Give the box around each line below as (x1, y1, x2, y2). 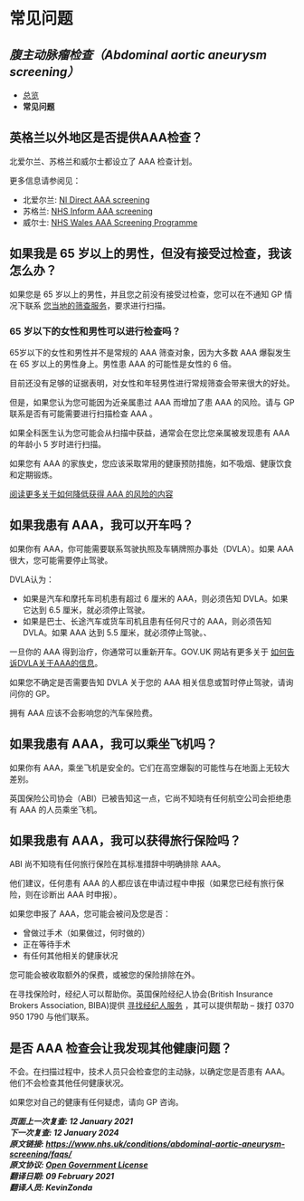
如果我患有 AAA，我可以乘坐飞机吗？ (9, 737, 218, 752)
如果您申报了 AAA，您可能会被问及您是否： (9, 909, 172, 920)
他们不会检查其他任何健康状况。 (9, 1078, 128, 1089)
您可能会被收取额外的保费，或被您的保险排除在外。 (9, 969, 200, 980)
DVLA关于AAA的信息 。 (16, 657, 103, 668)
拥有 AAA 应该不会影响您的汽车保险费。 (9, 707, 158, 718)
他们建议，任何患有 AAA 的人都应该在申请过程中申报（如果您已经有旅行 (9, 878, 277, 889)
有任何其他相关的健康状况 (22, 950, 119, 961)
